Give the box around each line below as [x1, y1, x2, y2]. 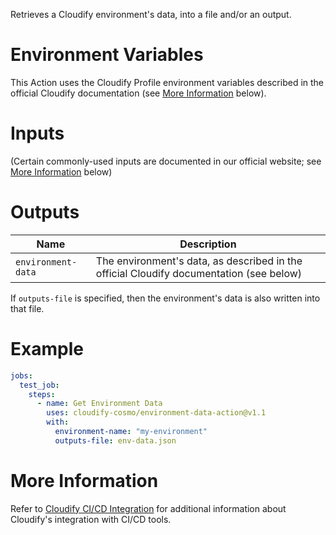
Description [179, 237, 237, 251]
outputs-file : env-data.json [54, 435, 177, 446]
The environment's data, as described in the [95, 254, 303, 268]
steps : [28, 389, 56, 399]
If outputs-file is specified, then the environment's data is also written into [10, 292, 321, 304]
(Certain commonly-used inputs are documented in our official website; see [10, 155, 322, 167]
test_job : [19, 380, 60, 390]
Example [10, 338, 84, 360]
